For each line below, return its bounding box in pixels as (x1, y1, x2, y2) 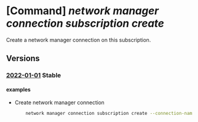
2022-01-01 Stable (6, 71, 61, 79)
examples (6, 86, 31, 93)
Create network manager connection (14, 99, 105, 106)
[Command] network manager (6, 4, 159, 18)
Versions (6, 53, 40, 63)
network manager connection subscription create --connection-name (25, 111, 195, 117)
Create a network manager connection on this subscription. (6, 36, 151, 43)
